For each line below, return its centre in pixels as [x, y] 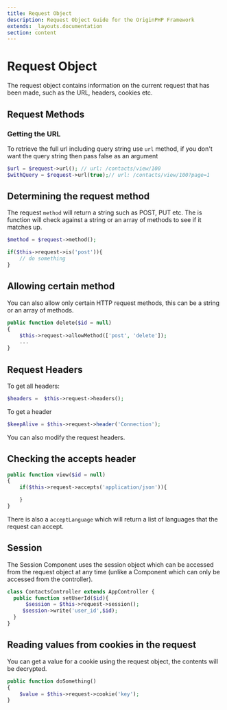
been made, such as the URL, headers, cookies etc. [80, 93]
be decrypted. [27, 668]
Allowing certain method [61, 286]
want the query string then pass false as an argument [83, 156]
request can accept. [35, 526]
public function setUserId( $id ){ [61, 598]
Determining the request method [79, 196]
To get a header [29, 411]
